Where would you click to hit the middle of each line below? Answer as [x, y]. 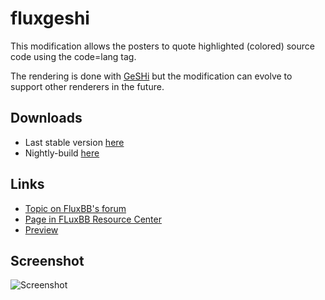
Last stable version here [74, 142]
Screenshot [47, 260]
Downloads [46, 118]
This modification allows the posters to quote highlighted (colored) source [162, 46]
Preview [41, 229]
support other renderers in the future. [87, 86]
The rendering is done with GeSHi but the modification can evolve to [151, 76]
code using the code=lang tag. [73, 56]
